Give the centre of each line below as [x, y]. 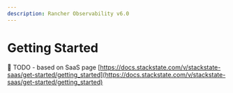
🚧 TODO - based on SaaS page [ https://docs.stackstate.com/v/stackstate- [114, 67]
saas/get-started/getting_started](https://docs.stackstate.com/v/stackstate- [116, 74]
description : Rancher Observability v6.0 [68, 14]
